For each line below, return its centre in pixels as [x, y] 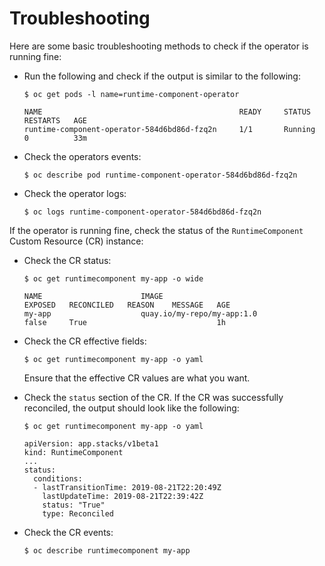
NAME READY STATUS [167, 112]
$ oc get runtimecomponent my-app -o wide [113, 278]
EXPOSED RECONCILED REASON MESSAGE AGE [127, 305]
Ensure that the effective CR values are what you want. [137, 378]
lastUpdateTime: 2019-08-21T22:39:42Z [123, 496]
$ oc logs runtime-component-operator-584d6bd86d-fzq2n [142, 212]
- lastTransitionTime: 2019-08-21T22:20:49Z [127, 487]
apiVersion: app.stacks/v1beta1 [91, 443]
